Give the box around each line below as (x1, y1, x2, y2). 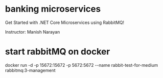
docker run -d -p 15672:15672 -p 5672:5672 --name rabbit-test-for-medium (5, 62, 158, 68)
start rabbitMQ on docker (5, 46, 110, 57)
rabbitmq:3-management (5, 67, 56, 73)
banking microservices (5, 3, 101, 15)
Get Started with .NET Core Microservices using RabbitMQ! (5, 19, 124, 25)
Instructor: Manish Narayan (5, 29, 60, 35)
